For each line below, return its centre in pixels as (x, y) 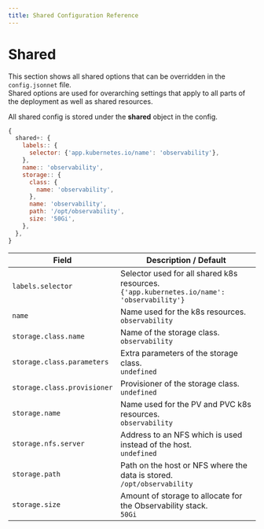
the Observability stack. (164, 505)
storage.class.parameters (60, 362)
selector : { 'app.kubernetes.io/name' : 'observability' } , (124, 153)
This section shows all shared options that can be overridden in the (117, 76)
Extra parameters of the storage (179, 353)
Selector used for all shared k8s (179, 273)
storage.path (37, 474)
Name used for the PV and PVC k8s (186, 404)
